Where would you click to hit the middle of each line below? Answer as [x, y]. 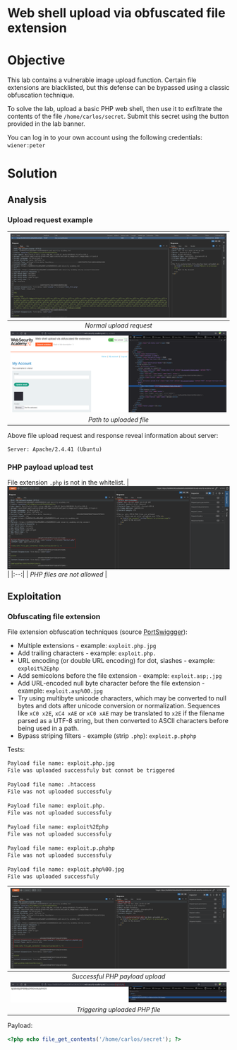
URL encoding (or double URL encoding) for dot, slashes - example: [116, 661]
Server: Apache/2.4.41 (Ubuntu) [55, 449]
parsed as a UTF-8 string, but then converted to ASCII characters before [123, 721]
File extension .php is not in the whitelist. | [68, 483]
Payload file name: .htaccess [52, 785]
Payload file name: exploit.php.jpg [61, 763]
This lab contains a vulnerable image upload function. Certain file [102, 80]
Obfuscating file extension [54, 617]
